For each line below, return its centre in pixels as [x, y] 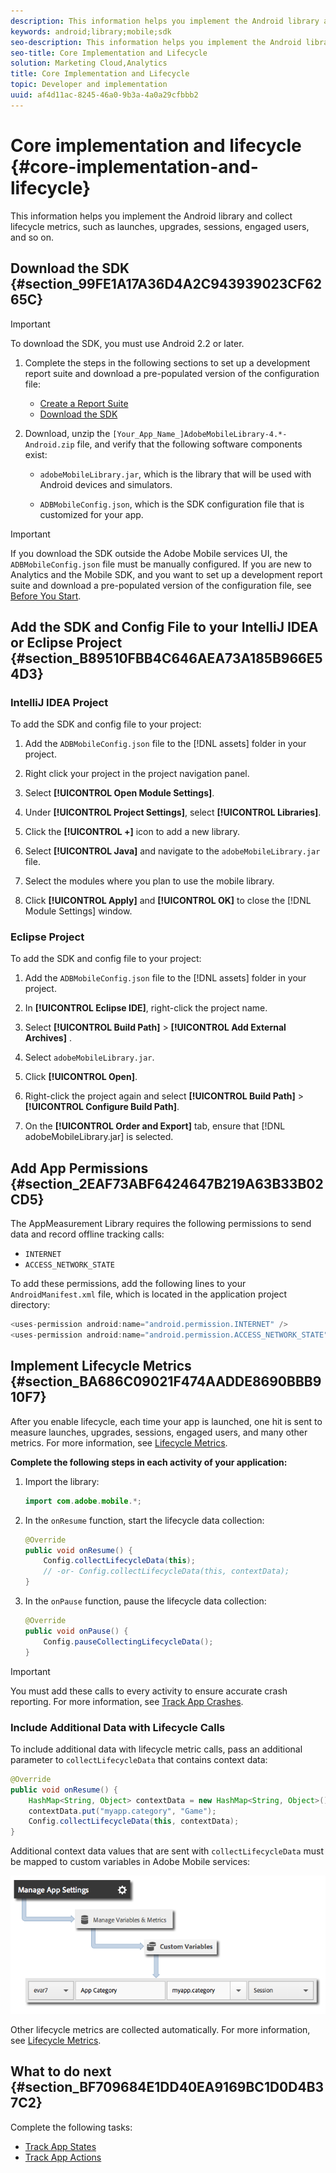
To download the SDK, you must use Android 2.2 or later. [127, 343]
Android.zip [49, 445]
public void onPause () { [76, 1631]
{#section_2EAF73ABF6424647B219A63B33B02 [167, 1183]
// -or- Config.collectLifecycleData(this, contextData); [166, 1571]
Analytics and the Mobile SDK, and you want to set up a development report [166, 574]
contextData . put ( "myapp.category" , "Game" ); [122, 1811]
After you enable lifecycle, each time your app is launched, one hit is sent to [166, 1421]
